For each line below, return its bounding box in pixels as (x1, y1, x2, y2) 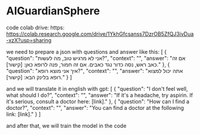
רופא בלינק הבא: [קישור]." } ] (6, 73, 72, 81)
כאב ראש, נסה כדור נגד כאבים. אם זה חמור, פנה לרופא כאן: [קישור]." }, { (6, 61, 170, 68)
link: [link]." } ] (6, 111, 41, 118)
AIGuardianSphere (6, 4, 100, 18)
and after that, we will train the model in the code (6, 122, 127, 129)
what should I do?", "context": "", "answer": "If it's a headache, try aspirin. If (6, 91, 193, 99)
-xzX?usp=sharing (6, 36, 52, 44)
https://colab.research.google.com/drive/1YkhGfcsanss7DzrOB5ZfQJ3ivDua (6, 30, 194, 37)
